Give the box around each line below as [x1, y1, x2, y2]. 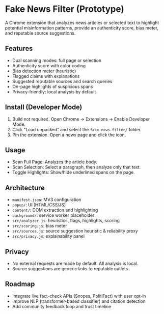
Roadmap [5, 280, 35, 288]
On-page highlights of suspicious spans [12, 84, 93, 89]
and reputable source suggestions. [5, 30, 76, 36]
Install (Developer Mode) [5, 103, 82, 112]
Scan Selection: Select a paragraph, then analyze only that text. [12, 164, 141, 170]
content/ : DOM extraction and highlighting [12, 207, 98, 213]
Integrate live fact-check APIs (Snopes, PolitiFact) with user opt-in [12, 293, 146, 299]
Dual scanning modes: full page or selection [12, 57, 102, 63]
